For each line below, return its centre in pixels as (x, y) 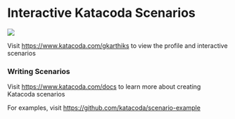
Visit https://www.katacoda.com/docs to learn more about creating (104, 87)
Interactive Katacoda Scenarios (101, 13)
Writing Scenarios (39, 71)
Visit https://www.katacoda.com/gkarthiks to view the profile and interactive (118, 45)
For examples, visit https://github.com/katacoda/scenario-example (104, 108)
